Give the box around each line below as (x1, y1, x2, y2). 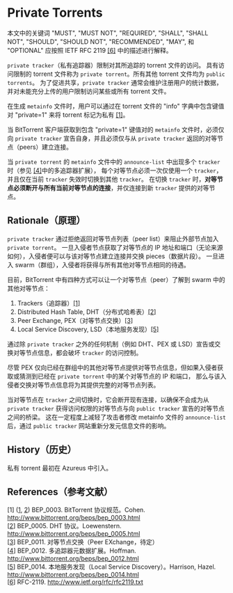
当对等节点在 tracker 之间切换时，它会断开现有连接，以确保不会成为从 (7, 395, 209, 404)
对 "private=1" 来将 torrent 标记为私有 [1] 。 (7, 110, 129, 119)
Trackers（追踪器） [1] (17, 299, 81, 307)
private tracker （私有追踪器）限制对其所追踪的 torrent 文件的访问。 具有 (7, 61, 219, 69)
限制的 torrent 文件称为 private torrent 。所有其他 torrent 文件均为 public (13, 70, 225, 78)
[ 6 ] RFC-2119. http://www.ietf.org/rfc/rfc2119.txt (7, 578, 144, 586)
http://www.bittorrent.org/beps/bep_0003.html (7, 514, 140, 522)
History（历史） (7, 444, 77, 456)
